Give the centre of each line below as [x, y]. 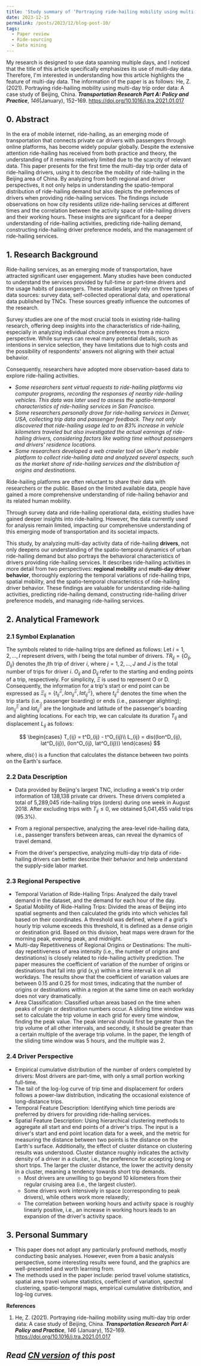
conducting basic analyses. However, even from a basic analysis [95, 1256]
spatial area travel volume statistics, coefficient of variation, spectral [99, 1281]
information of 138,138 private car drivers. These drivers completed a [100, 796]
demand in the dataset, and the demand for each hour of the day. [95, 900]
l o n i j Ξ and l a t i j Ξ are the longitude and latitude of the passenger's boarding [97, 708]
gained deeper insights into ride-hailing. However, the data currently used [97, 519]
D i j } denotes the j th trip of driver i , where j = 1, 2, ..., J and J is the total [92, 664]
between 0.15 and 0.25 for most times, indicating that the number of [98, 983]
